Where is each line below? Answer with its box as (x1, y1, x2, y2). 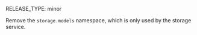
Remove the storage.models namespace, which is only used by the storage (5, 17, 192, 24)
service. (5, 24, 26, 30)
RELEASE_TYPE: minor (5, 5, 62, 12)
